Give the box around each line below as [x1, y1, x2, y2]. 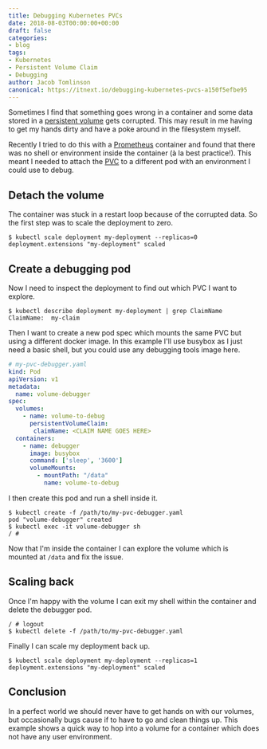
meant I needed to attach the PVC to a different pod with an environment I [8, 157, 251, 167]
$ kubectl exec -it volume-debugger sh [8, 523, 141, 531]
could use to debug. [8, 165, 74, 175]
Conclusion [8, 685, 67, 699]
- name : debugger [22, 441, 80, 450]
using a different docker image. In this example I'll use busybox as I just [8, 336, 243, 346]
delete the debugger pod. [8, 605, 92, 614]
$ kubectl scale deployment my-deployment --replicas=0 [8, 233, 198, 241]
